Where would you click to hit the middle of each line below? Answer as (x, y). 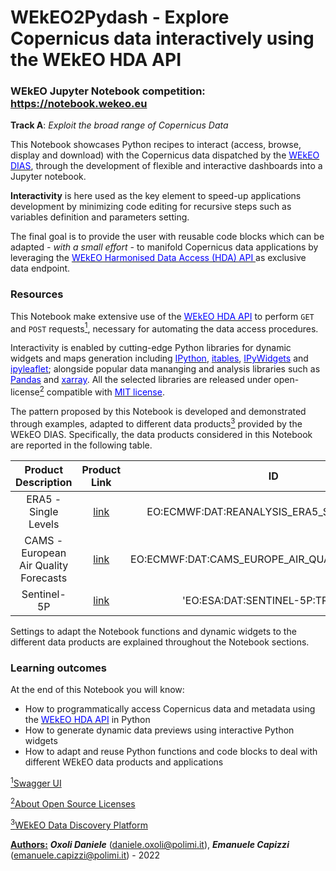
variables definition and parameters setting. (100, 217)
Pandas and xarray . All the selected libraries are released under (141, 380)
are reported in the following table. (81, 445)
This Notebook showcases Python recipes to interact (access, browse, (156, 145)
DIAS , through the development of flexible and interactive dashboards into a (166, 166)
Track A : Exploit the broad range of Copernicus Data (119, 125)
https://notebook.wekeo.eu (79, 104)
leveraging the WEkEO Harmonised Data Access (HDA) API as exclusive (158, 258)
